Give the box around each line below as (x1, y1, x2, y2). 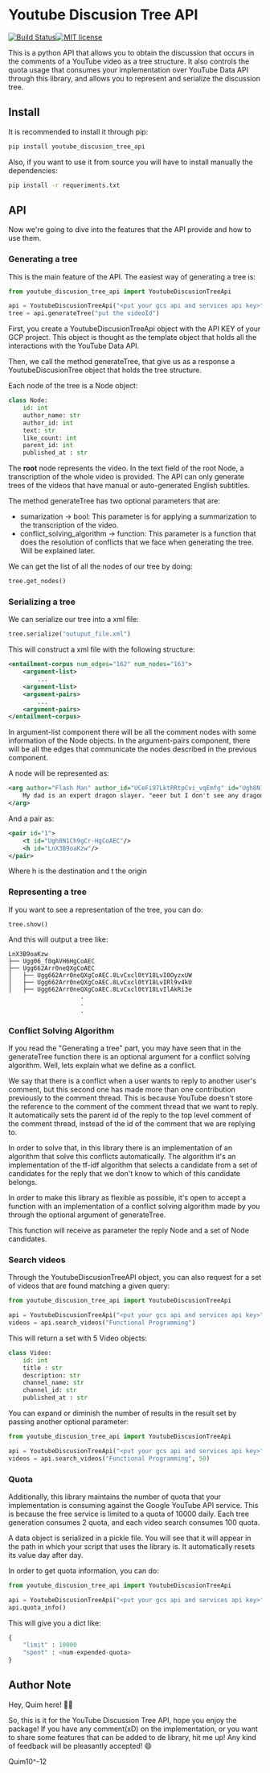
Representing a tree (8, 886, 87, 897)
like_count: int (22, 433, 78, 442)
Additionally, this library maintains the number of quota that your (8, 1492, 222, 1502)
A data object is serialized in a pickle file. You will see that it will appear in (8, 1533, 252, 1543)
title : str (22, 1364, 63, 1372)
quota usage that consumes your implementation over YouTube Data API (8, 64, 249, 74)
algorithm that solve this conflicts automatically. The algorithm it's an (8, 1152, 236, 1161)
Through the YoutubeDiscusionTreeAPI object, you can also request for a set (8, 1273, 262, 1282)
